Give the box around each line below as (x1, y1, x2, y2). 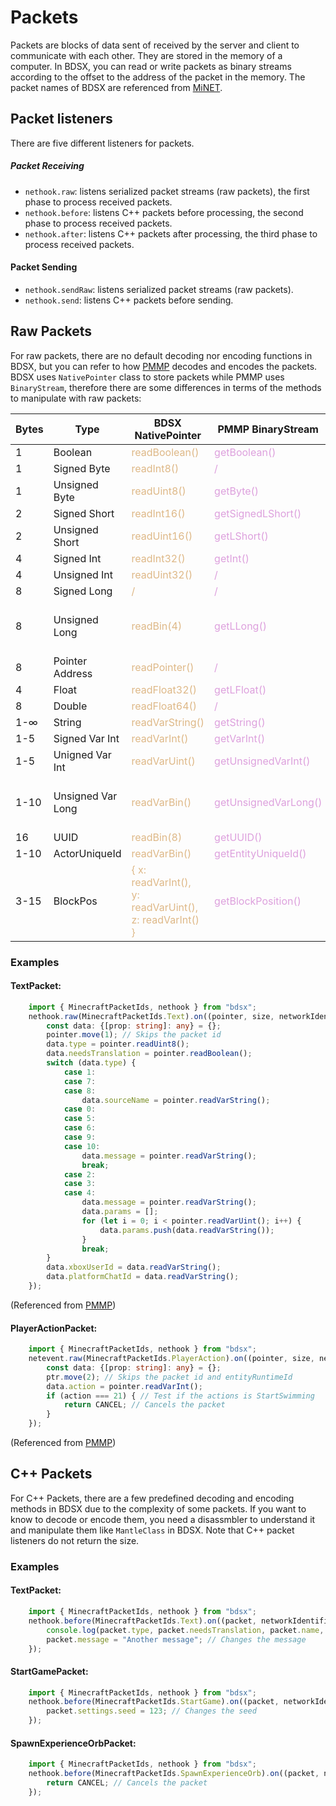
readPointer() (131, 660, 195, 674)
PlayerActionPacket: (10, 1322, 98, 1334)
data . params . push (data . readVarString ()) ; (99, 1225, 275, 1235)
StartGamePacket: (10, 1665, 89, 1677)
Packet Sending (10, 261, 78, 273)
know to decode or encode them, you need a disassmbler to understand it (10, 1513, 316, 1525)
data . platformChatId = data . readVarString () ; (46, 1272, 240, 1282)
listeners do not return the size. (10, 1534, 140, 1546)
